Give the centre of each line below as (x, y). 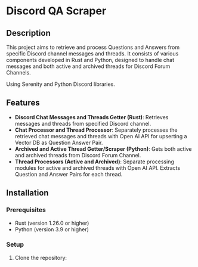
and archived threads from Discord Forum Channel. (78, 155)
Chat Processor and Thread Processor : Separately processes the (96, 130)
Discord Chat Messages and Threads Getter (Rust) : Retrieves (92, 117)
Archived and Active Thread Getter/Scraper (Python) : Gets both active (103, 149)
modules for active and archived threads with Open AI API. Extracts (98, 167)
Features (23, 103)
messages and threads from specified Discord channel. (83, 123)
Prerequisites (26, 210)
